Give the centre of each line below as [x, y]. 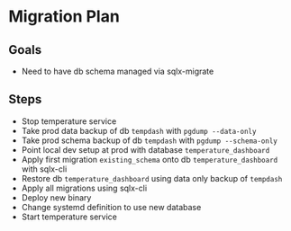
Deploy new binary [56, 197]
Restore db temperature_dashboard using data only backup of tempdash [152, 178]
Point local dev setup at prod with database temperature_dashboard [145, 149]
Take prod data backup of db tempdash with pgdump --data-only [139, 130]
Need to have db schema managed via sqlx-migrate [118, 71]
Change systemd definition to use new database [111, 207]
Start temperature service [69, 217]
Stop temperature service [69, 121]
